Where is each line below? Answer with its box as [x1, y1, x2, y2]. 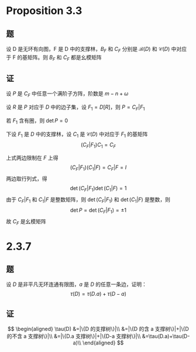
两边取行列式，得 [6, 175, 47, 182]
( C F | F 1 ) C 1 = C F [81, 141, 116, 150]
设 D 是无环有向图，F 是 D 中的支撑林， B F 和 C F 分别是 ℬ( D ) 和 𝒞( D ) [6, 46, 170, 54]
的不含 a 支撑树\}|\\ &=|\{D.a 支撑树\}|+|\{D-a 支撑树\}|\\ [6, 333, 141, 340]
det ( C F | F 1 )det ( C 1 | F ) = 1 [70, 185, 127, 193]
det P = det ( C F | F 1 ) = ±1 [70, 206, 127, 215]
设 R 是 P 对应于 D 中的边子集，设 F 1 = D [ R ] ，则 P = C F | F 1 [6, 103, 145, 112]
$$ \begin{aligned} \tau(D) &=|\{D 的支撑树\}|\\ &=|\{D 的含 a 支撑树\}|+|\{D [8, 326, 189, 333]
